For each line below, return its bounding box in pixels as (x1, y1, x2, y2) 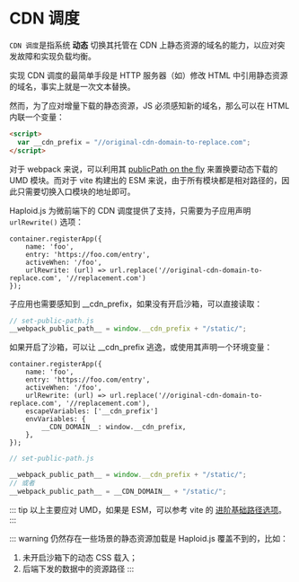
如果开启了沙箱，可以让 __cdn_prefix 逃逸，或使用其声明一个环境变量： (9, 342, 273, 353)
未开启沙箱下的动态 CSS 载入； (22, 551, 137, 562)
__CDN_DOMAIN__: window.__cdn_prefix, (41, 423, 187, 432)
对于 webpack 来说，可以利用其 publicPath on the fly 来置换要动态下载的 (9, 163, 278, 174)
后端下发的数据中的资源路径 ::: (22, 563, 135, 574)
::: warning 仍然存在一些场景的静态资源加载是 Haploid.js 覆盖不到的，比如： (9, 533, 289, 543)
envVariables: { (25, 415, 87, 424)
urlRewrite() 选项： (9, 216, 84, 227)
